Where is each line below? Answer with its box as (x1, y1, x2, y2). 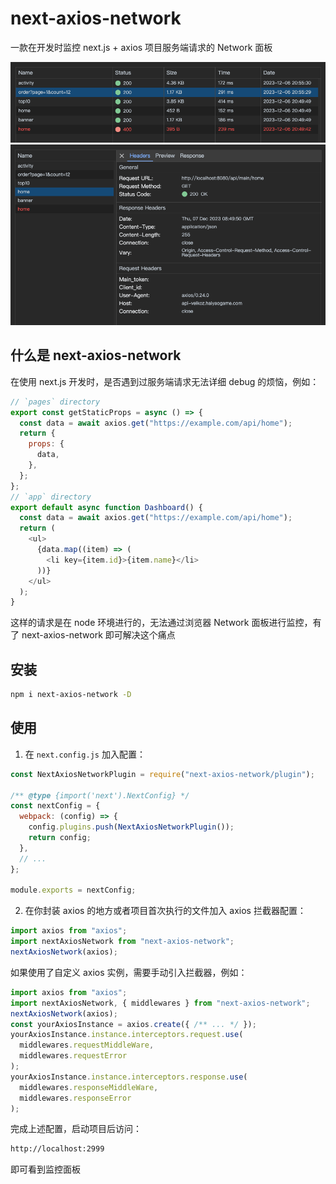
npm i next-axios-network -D (10, 690, 132, 700)
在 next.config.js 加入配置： (24, 748, 146, 760)
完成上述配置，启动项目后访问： (10, 1123, 142, 1135)
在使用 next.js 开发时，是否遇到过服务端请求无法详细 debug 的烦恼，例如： (10, 375, 320, 387)
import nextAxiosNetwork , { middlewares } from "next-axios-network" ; (10, 998, 311, 1008)
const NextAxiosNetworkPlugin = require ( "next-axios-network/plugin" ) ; (10, 769, 315, 779)
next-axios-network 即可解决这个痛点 (21, 629, 176, 641)
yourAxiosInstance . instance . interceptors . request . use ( (10, 1030, 244, 1040)
